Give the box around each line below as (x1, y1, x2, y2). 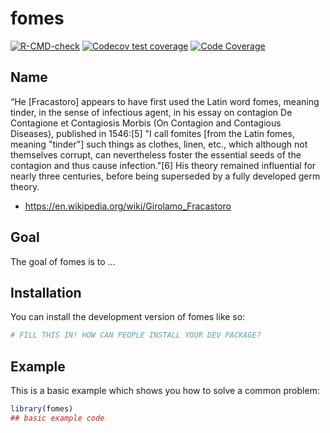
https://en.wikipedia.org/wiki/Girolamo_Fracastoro (24, 200, 232, 212)
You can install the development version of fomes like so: (10, 311, 246, 323)
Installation (10, 284, 82, 301)
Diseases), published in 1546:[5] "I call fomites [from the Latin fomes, (10, 127, 295, 139)
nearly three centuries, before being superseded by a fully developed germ (10, 170, 321, 182)
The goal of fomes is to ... (10, 255, 116, 267)
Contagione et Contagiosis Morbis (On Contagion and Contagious (10, 117, 282, 129)
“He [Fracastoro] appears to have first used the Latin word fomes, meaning (10, 95, 320, 107)
